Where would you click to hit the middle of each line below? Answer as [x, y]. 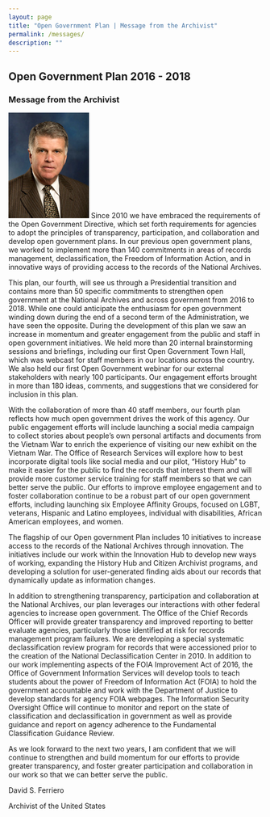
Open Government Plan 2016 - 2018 [100, 76]
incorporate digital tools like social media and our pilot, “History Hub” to [127, 461]
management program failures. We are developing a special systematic [126, 638]
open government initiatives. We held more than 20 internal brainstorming [131, 343]
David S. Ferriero [36, 790]
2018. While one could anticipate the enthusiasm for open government [125, 308]
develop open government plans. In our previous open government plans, [130, 241]
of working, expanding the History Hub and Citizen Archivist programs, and [133, 562]
